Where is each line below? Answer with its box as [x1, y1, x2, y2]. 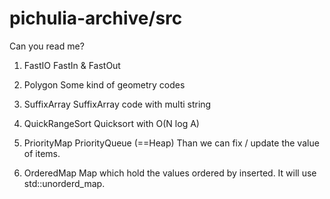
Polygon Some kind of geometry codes [23, 78, 186, 91]
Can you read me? [9, 40, 85, 52]
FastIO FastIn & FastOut [23, 59, 121, 71]
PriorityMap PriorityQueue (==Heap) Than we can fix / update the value [23, 137, 320, 149]
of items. [23, 147, 61, 159]
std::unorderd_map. [23, 177, 106, 189]
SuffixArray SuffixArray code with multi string [23, 98, 212, 110]
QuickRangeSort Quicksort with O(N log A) [23, 117, 200, 129]
